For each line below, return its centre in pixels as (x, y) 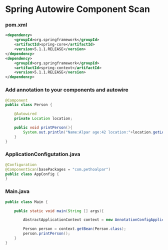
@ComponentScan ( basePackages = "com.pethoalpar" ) (58, 169)
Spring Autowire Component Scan (77, 9)
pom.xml (16, 25)
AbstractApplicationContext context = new (68, 220)
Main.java (17, 191)
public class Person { (29, 105)
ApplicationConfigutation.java (43, 154)
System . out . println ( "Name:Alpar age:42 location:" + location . (88, 132)
